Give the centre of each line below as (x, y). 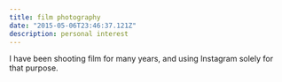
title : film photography (55, 17)
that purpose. (34, 68)
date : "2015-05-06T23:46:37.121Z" (73, 26)
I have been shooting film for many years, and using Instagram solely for (141, 59)
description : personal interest (69, 34)
